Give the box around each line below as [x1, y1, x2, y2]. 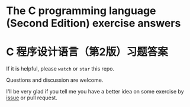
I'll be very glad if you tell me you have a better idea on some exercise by [6, 88, 185, 95]
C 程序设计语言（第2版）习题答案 [6, 45, 168, 59]
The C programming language [6, 4, 156, 18]
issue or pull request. [6, 94, 57, 101]
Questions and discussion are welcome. [6, 76, 104, 83]
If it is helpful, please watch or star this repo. [6, 65, 115, 72]
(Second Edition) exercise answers [6, 16, 181, 30]
